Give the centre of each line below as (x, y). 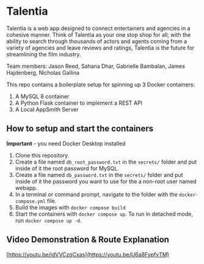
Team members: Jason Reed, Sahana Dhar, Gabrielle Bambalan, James (96, 66)
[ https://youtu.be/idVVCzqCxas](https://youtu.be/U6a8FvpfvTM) (88, 254)
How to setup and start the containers (80, 129)
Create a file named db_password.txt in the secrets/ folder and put (99, 175)
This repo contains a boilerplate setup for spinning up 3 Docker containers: (101, 85)
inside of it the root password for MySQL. (67, 168)
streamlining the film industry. (44, 54)
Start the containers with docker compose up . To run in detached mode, (104, 214)
